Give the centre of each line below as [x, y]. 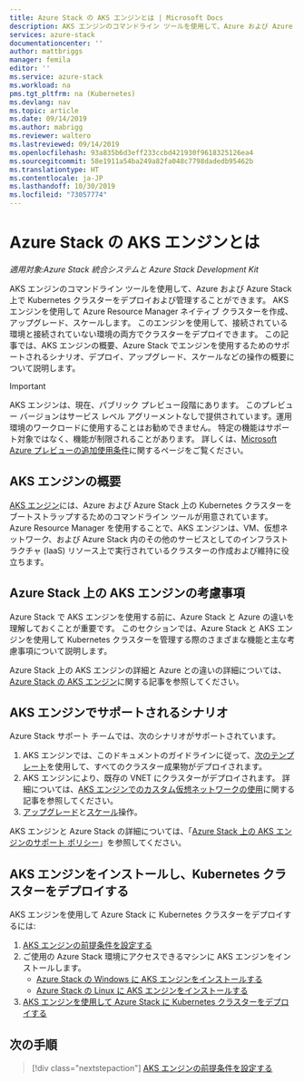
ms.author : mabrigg [46, 128]
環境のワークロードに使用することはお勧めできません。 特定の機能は [137, 427]
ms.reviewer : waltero [50, 136]
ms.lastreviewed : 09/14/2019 [64, 144]
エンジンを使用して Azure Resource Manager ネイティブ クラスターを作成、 [151, 311]
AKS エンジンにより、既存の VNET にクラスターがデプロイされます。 [151, 778]
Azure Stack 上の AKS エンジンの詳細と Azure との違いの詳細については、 [148, 670]
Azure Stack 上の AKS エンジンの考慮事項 [127, 594]
